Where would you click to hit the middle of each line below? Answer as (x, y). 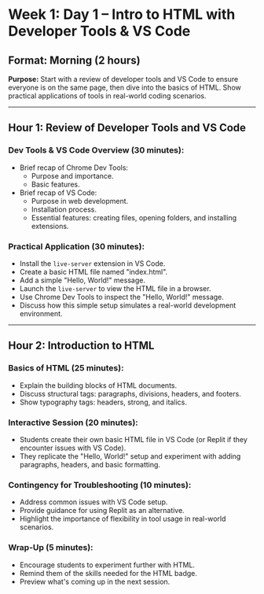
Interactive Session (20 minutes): (73, 422)
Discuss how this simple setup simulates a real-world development (128, 305)
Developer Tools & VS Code (99, 31)
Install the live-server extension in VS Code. (92, 263)
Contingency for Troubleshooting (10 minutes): (100, 485)
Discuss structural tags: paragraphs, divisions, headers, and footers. (130, 393)
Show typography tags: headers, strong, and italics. (103, 402)
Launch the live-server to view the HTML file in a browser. (115, 288)
